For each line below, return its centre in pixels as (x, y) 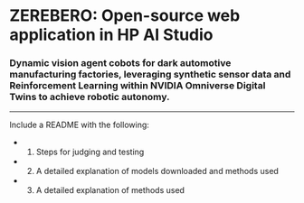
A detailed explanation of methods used (110, 190)
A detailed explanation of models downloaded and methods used (157, 171)
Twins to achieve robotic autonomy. (90, 97)
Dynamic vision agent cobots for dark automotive (120, 63)
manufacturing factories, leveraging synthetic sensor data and (150, 75)
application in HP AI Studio (111, 35)
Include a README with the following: (79, 125)
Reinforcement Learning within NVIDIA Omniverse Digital (138, 86)
